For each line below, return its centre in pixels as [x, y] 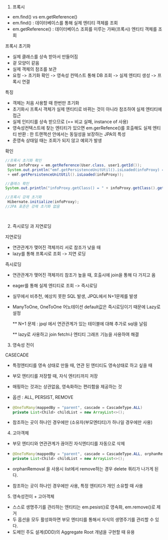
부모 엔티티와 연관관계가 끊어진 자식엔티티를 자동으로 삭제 [68, 443]
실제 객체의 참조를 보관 [34, 69]
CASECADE [17, 355]
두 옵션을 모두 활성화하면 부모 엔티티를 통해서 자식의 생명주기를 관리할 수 [83, 519]
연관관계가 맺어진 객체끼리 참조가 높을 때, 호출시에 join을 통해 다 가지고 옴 [84, 275]
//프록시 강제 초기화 [23, 197]
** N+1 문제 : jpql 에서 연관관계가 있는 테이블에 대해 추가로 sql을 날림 [80, 323]
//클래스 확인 [17, 184]
